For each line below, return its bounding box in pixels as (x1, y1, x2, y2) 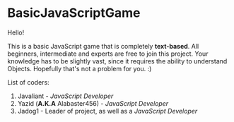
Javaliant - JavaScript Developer (17, 92, 114, 100)
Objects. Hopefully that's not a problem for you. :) (7, 64, 152, 73)
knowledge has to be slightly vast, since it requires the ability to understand (7, 56, 228, 65)
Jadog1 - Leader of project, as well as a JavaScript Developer (17, 106, 198, 115)
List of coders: (7, 78, 49, 86)
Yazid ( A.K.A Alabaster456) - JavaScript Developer (17, 99, 169, 107)
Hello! (7, 28, 25, 37)
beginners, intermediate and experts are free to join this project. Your (7, 49, 209, 58)
